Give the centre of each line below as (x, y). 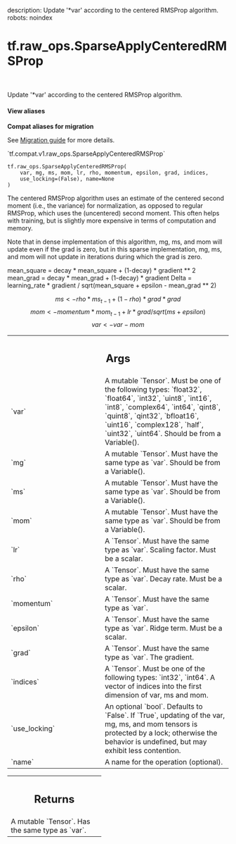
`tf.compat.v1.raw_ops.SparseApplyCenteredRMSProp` (86, 154)
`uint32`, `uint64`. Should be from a (163, 434)
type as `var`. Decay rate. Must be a (164, 579)
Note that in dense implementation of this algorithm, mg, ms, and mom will (115, 242)
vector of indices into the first (153, 686)
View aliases (26, 111)
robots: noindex (30, 18)
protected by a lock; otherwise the (161, 733)
